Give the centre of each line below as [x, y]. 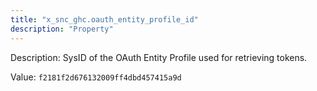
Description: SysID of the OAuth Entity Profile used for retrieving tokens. [159, 57]
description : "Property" [62, 29]
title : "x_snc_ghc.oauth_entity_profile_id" [104, 19]
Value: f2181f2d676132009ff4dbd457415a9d [96, 77]
